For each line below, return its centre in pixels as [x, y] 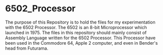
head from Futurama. [27, 48]
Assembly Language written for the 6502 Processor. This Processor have [81, 38]
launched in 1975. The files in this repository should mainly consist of [76, 32]
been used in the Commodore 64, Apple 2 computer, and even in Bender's [81, 43]
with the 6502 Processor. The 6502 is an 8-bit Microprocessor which [76, 27]
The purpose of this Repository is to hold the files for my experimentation [80, 22]
